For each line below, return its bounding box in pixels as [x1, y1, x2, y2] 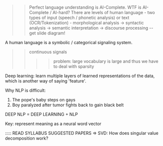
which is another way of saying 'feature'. [5, 78, 87, 84]
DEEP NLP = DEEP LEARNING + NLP [5, 112, 78, 117]
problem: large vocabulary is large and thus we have [53, 58, 159, 65]
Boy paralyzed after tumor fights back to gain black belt [12, 102, 124, 108]
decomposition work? [5, 135, 49, 141]
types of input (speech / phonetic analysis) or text [29, 15, 130, 21]
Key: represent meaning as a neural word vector [5, 121, 101, 127]
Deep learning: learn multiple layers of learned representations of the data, [5, 73, 155, 79]
